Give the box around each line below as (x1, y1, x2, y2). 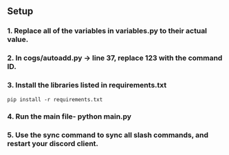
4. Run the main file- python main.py (7, 112, 132, 121)
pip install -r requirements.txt (7, 96, 103, 103)
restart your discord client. (7, 139, 98, 149)
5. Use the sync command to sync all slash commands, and (7, 130, 208, 140)
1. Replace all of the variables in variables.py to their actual (7, 26, 208, 36)
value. (7, 34, 29, 44)
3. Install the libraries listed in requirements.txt (7, 81, 167, 90)
